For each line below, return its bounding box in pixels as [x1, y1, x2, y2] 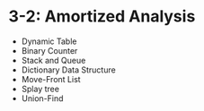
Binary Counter [21, 45, 78, 55]
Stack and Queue [21, 55, 86, 65]
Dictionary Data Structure [21, 64, 116, 75]
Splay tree [21, 83, 60, 94]
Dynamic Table [21, 36, 77, 47]
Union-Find [21, 92, 64, 104]
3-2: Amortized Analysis [8, 6, 196, 27]
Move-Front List [21, 73, 82, 84]
